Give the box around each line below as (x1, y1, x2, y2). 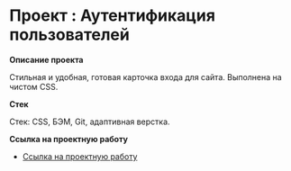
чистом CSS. (9, 81, 59, 92)
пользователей (9, 24, 131, 45)
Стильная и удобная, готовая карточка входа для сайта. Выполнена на (9, 71, 282, 82)
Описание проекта (9, 54, 84, 65)
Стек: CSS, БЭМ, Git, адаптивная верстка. (9, 116, 170, 127)
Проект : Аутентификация (9, 5, 216, 26)
